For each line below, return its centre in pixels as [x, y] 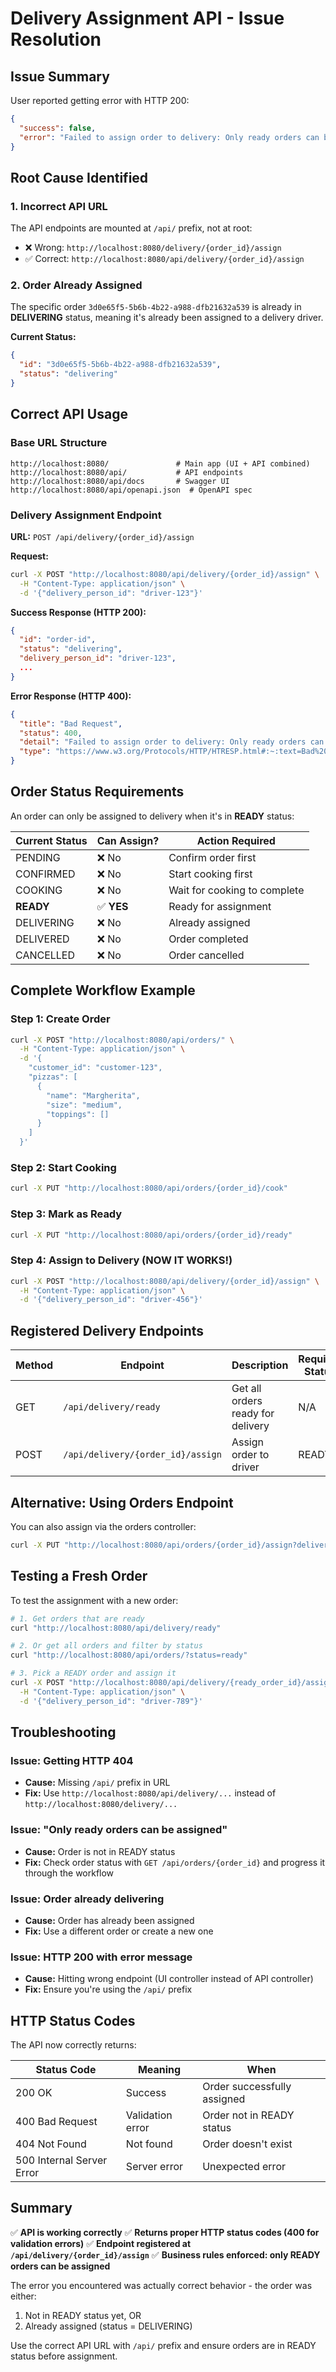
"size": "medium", [84, 1105]
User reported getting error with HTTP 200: [100, 100]
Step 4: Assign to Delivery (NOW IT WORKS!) [121, 1260]
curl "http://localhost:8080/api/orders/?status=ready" [129, 1655]
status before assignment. [64, 2356]
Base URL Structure [59, 443]
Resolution [56, 39]
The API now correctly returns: [73, 2045]
